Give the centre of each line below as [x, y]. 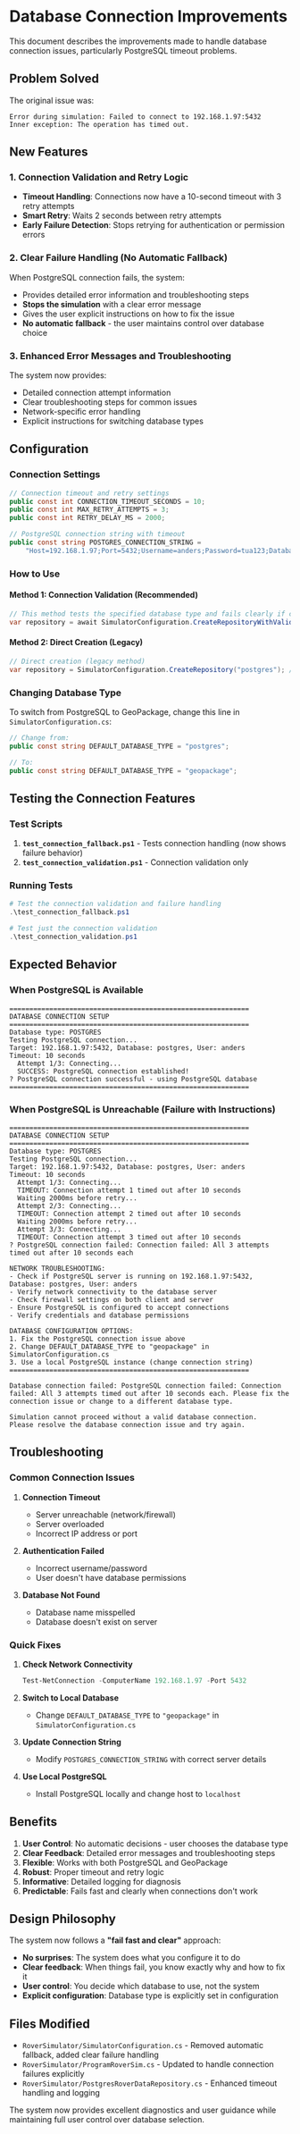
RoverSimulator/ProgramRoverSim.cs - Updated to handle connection [148, 2064]
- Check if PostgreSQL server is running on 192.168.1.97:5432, [131, 1276]
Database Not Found [61, 1595]
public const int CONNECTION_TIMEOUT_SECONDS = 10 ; [107, 501]
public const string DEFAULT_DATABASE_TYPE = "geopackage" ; [124, 770]
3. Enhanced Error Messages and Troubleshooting [121, 356]
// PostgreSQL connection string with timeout [97, 534]
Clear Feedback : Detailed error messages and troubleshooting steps [149, 1853]
